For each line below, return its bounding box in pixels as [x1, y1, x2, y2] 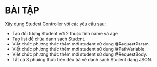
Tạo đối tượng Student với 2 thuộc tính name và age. [12, 30, 119, 36]
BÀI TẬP [5, 5, 39, 16]
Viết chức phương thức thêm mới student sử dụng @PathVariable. [12, 46, 146, 52]
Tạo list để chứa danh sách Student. [12, 36, 85, 42]
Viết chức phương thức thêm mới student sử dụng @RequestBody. [12, 51, 147, 57]
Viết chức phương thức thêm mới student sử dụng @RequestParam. [12, 41, 150, 46]
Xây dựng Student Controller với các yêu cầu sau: [5, 21, 106, 27]
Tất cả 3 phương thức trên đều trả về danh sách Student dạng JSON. [12, 56, 152, 62]
